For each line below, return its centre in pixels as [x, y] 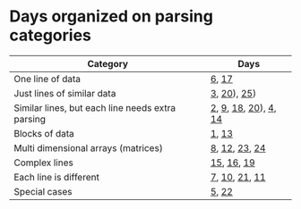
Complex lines [43, 163]
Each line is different [57, 177]
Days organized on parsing [111, 17]
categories [51, 35]
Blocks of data [44, 133]
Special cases [43, 191]
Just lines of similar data [65, 93]
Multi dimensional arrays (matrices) [88, 147]
